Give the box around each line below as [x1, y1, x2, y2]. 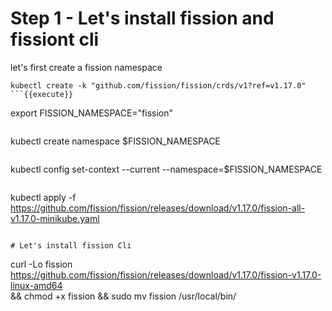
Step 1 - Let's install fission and [10, 7, 275, 30]
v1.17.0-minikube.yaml [10, 212, 100, 224]
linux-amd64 [10, 279, 63, 291]
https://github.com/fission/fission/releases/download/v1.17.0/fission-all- [10, 202, 306, 214]
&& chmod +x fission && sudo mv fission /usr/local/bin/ [10, 290, 237, 302]
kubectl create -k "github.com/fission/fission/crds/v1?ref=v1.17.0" [10, 80, 307, 91]
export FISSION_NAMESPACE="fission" [10, 107, 174, 119]
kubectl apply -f [10, 191, 77, 203]
